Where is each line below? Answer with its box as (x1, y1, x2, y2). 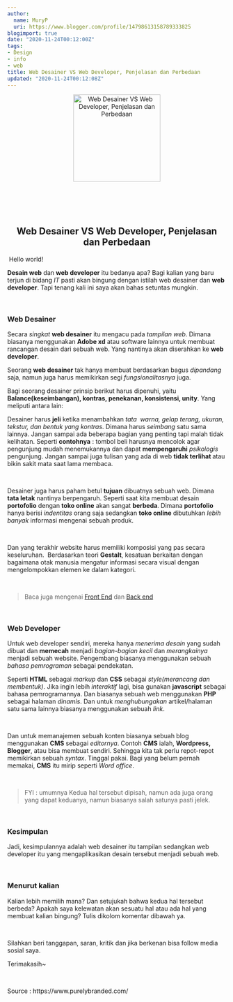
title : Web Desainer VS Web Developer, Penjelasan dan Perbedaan (7, 68, 200, 75)
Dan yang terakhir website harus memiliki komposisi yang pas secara (7, 543, 205, 551)
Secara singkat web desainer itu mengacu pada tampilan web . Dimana (7, 329, 211, 338)
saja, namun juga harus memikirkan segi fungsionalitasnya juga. (7, 373, 191, 381)
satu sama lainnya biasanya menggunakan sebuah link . (7, 705, 166, 713)
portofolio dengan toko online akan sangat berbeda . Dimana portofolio (7, 501, 214, 509)
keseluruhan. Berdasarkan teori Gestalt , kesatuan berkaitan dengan (7, 551, 204, 559)
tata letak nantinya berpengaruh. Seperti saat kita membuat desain (7, 493, 200, 502)
